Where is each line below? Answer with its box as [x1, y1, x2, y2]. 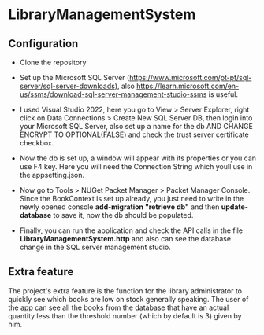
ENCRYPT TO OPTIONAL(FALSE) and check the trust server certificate [19, 130, 250, 139]
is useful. [208, 90, 239, 99]
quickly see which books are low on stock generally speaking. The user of [8, 294, 249, 304]
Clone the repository [19, 57, 87, 67]
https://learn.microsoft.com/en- [136, 81, 240, 90]
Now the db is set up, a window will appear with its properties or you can [19, 153, 257, 163]
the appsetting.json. [19, 171, 85, 179]
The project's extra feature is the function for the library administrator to [8, 285, 243, 296]
